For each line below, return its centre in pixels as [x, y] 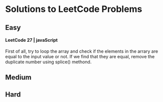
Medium [18, 77]
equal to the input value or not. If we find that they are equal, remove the [80, 56]
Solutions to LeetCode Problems [74, 9]
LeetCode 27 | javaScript [31, 40]
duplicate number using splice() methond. [48, 62]
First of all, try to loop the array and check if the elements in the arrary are [82, 51]
